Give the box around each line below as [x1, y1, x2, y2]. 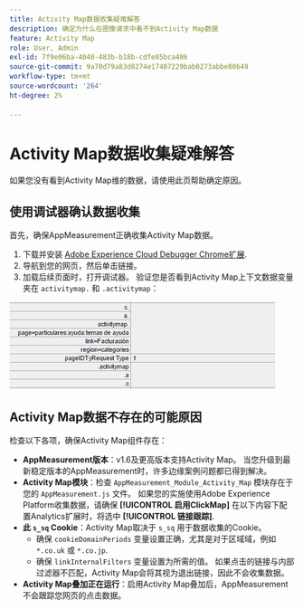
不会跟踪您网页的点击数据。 [22, 590, 127, 601]
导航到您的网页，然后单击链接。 [22, 261, 142, 271]
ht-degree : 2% [9, 90, 63, 100]
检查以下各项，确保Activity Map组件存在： [9, 435, 167, 446]
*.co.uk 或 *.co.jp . [35, 545, 109, 556]
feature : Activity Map [9, 33, 95, 43]
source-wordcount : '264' [9, 81, 103, 90]
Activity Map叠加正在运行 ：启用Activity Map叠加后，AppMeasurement [22, 579, 289, 590]
